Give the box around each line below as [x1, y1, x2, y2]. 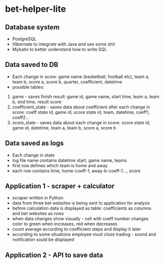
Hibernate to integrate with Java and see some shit [12, 41, 115, 47]
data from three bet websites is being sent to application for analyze [12, 200, 150, 206]
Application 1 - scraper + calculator [5, 182, 115, 190]
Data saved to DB [5, 60, 59, 69]
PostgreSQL [12, 36, 37, 42]
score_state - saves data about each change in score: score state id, [12, 119, 150, 126]
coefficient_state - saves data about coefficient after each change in [12, 104, 150, 110]
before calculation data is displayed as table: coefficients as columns [12, 205, 152, 211]
